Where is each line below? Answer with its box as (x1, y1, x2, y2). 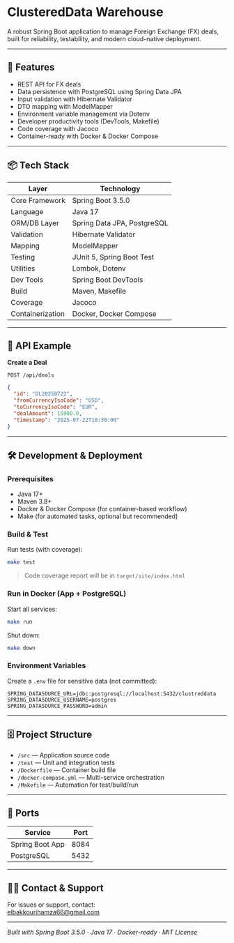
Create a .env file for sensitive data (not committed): (7, 677, 157, 685)
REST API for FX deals (17, 80, 81, 88)
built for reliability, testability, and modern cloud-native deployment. (7, 34, 202, 43)
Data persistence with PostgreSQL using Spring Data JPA (17, 87, 182, 96)
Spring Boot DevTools (72, 275, 143, 285)
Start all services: (7, 605, 57, 613)
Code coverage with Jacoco (17, 124, 99, 133)
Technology (100, 183, 141, 193)
